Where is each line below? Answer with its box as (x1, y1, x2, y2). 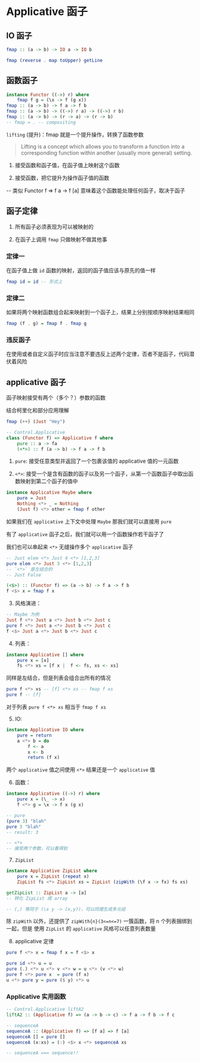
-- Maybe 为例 (6, 612, 40, 618)
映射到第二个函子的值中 (20, 478, 78, 485)
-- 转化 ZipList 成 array (6, 895, 68, 901)
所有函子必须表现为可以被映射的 (14, 223, 94, 230)
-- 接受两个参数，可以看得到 (6, 845, 68, 852)
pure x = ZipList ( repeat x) (17, 873, 90, 880)
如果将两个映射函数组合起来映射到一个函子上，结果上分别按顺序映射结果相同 (6, 309, 195, 316)
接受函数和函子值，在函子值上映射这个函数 (14, 161, 120, 168)
